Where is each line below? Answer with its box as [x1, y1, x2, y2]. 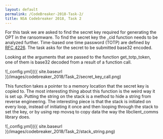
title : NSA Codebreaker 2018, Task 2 [5, 16, 82, 21]
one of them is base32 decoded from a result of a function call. [5, 59, 132, 65]
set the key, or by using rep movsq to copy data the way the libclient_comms [5, 109, 159, 115]
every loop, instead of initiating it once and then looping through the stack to [5, 104, 159, 109]
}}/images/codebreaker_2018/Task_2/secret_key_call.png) [5, 74, 122, 80]
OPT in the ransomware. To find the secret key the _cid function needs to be [5, 34, 158, 40]
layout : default [5, 7, 38, 12]
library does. [5, 114, 31, 120]
